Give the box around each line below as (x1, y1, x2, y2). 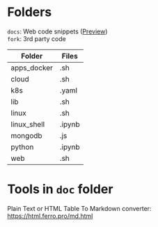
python (10, 142, 34, 152)
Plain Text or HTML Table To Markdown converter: (7, 204, 152, 212)
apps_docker (10, 63, 54, 72)
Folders (7, 4, 52, 20)
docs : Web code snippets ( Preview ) (7, 27, 108, 36)
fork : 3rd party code (7, 34, 66, 42)
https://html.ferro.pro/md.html (7, 212, 93, 220)
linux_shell (10, 119, 45, 129)
